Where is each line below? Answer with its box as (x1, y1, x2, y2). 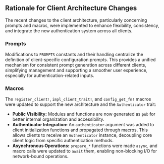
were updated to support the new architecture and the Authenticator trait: (5, 101, 156, 107)
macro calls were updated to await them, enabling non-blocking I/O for (12, 148, 157, 154)
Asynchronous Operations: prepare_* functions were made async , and (12, 143, 158, 149)
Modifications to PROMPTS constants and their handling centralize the (5, 52, 144, 58)
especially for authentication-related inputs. (5, 73, 94, 79)
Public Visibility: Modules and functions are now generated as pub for (12, 111, 156, 117)
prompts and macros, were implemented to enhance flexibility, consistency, (5, 22, 160, 28)
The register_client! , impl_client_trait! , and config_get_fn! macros (5, 96, 151, 102)
